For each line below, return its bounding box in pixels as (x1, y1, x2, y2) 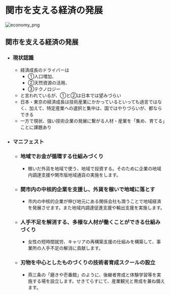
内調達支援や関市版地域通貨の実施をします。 (27, 171, 121, 178)
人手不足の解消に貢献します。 (41, 245, 103, 251)
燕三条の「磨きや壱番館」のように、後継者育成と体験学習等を (27, 272, 157, 278)
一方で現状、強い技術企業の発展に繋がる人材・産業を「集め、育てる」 (20, 117, 165, 124)
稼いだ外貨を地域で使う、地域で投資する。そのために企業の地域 (27, 165, 161, 171)
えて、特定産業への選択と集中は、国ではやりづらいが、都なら (33, 105, 162, 111)
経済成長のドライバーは (20, 67, 70, 73)
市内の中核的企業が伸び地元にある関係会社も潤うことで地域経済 (27, 198, 161, 204)
